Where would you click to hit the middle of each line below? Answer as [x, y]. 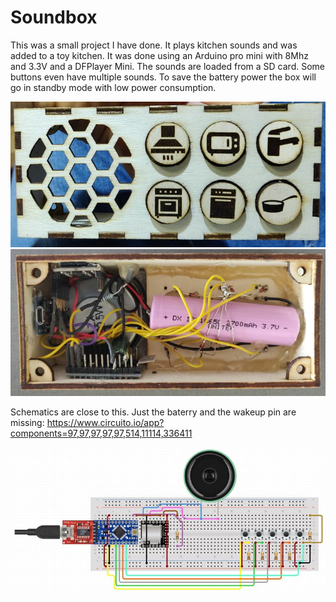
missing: [27, 422]
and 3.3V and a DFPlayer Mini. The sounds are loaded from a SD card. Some [168, 66]
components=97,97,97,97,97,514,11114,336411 [101, 433]
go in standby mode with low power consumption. [113, 87]
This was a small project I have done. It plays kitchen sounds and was [154, 45]
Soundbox [54, 17]
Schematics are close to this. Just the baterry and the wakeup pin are [153, 412]
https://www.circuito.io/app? [105, 422]
